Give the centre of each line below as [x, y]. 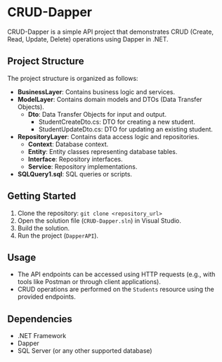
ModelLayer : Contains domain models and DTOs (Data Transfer [110, 99]
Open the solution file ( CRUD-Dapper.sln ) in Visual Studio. [99, 220]
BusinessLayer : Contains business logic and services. [96, 91]
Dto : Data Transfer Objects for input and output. [97, 114]
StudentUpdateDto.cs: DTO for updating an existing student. [125, 129]
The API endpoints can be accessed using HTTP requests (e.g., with [116, 274]
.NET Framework [42, 336]
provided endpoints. [46, 297]
